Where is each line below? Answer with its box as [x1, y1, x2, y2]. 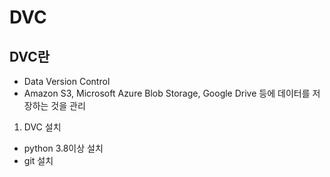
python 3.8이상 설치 [23, 142, 104, 154]
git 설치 [23, 155, 54, 166]
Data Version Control [23, 76, 111, 87]
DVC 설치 [23, 121, 62, 133]
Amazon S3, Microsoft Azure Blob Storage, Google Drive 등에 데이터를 [23, 87, 311, 99]
